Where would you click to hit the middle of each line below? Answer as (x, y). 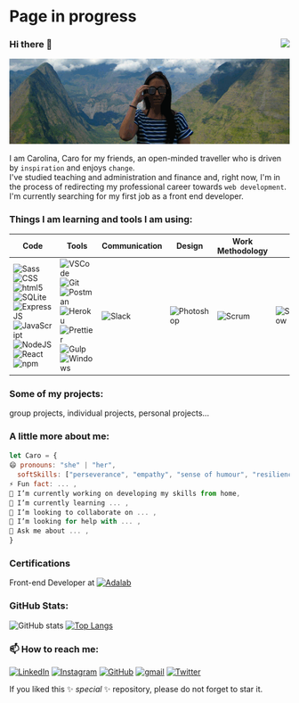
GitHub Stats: (39, 606)
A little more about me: (59, 436)
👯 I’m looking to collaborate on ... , (83, 512)
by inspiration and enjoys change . (72, 168)
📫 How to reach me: (54, 649)
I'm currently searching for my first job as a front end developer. (127, 196)
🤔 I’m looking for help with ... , (75, 522)
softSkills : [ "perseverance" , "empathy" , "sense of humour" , (133, 475)
